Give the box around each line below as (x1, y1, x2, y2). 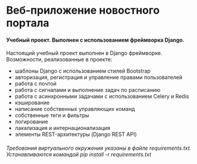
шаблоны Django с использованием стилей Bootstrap (14, 67, 151, 75)
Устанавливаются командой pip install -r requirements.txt (6, 150, 152, 158)
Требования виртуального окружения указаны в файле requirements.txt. (6, 144, 192, 151)
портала (6, 16, 49, 30)
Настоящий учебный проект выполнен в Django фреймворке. (6, 49, 162, 57)
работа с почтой (14, 80, 57, 87)
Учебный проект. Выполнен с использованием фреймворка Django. (6, 36, 185, 44)
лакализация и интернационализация (14, 125, 111, 132)
